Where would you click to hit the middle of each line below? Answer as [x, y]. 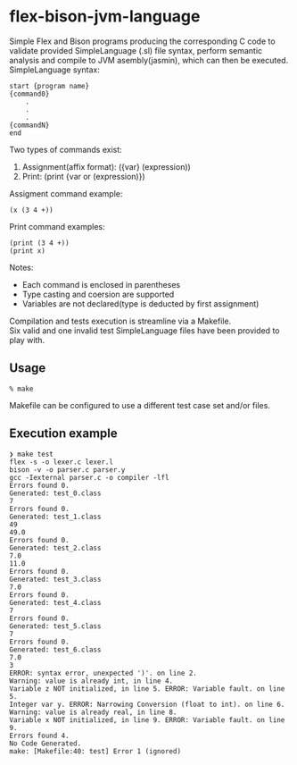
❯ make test [31, 454]
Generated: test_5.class [55, 626]
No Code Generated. [45, 744]
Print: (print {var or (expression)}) [83, 176]
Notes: [21, 267]
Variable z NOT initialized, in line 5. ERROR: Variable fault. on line [147, 689]
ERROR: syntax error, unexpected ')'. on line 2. [103, 673]
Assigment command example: [66, 193]
